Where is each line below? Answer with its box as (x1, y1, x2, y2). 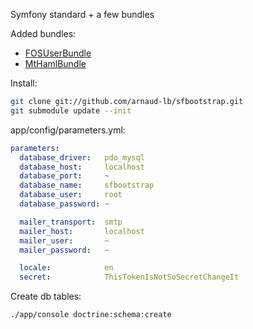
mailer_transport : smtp (19, 217, 123, 227)
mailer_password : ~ (19, 245, 110, 255)
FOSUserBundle (24, 47, 92, 59)
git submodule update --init (10, 105, 132, 116)
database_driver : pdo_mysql (19, 152, 145, 163)
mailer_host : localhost (19, 226, 145, 236)
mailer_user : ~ (19, 235, 110, 246)
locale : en (19, 263, 114, 273)
